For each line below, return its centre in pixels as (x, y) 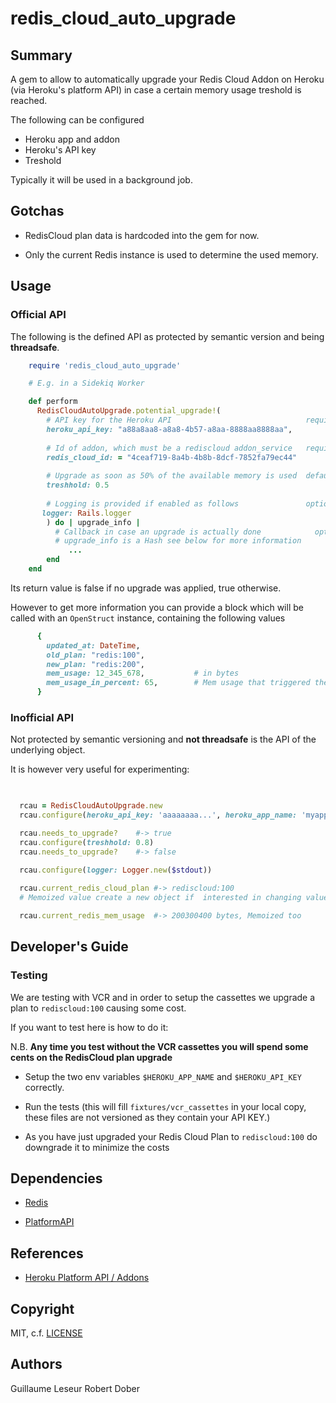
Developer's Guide (69, 947)
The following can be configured (77, 120)
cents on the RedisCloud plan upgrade (91, 1057)
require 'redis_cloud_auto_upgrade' (105, 365)
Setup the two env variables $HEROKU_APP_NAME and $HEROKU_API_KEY (163, 1076)
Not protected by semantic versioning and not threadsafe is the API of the (163, 739)
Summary (41, 55)
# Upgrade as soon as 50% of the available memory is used (172, 476)
